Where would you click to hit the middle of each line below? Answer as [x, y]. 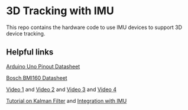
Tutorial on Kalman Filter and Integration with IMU [67, 101]
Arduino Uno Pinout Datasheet [43, 66]
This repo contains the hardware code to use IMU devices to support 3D [94, 27]
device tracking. [26, 33]
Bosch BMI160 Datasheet [37, 77]
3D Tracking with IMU [60, 11]
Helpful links [30, 52]
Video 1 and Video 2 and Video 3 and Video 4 [61, 89]
